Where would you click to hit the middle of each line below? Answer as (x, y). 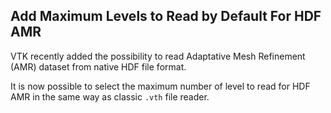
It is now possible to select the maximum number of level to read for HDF (160, 86)
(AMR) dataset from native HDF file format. (98, 66)
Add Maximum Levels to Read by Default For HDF (166, 16)
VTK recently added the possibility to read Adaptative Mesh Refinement (158, 56)
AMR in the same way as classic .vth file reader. (110, 96)
